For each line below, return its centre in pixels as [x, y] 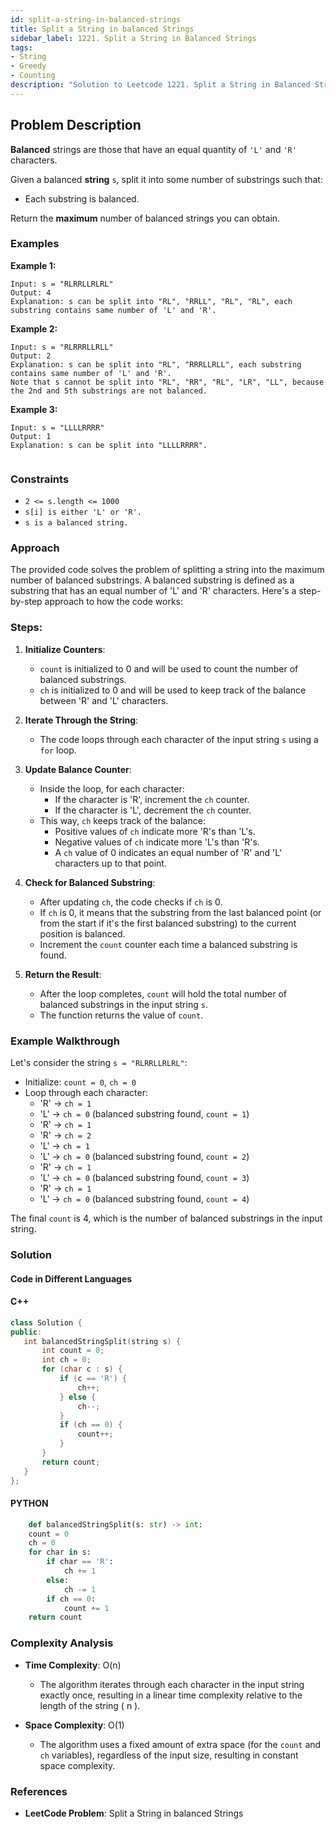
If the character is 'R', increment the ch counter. [152, 799]
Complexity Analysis [62, 1643]
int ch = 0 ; [66, 1360]
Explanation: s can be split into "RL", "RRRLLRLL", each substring [156, 364]
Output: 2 [31, 356]
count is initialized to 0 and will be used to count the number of [169, 668]
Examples [35, 244]
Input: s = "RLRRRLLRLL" [62, 347]
